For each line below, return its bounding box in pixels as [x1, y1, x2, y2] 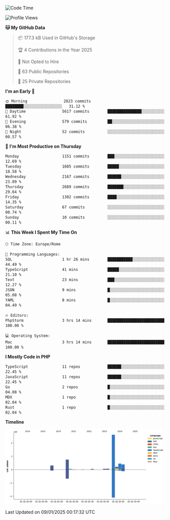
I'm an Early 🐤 [5, 88, 35, 94]
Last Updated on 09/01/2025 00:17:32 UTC [5, 509, 95, 515]
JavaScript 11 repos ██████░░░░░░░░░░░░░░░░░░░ [5, 374, 165, 379]
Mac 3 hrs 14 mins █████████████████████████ [5, 340, 165, 345]
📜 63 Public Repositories [17, 69, 70, 74]
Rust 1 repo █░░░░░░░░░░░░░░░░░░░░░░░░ [5, 405, 165, 410]
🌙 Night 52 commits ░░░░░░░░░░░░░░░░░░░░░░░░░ [5, 129, 165, 134]
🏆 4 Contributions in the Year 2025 [17, 47, 92, 53]
